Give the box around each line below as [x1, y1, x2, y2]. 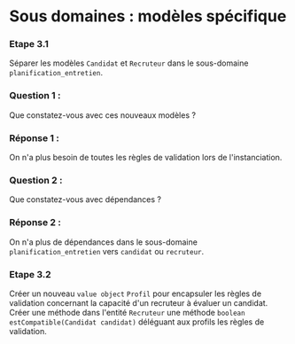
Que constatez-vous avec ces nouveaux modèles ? [9, 109, 197, 121]
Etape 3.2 [9, 268, 51, 280]
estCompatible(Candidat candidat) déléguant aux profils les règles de [9, 317, 265, 327]
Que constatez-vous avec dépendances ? [9, 194, 162, 205]
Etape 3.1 [9, 38, 49, 51]
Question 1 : [9, 90, 61, 102]
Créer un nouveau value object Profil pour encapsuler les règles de [9, 288, 262, 299]
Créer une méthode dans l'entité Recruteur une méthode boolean [9, 307, 245, 317]
